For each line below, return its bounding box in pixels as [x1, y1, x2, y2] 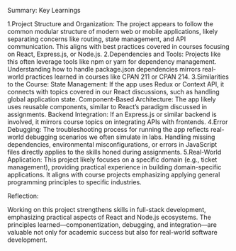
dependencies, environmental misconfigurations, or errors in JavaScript [7, 140, 218, 148]
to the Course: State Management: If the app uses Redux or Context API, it [7, 80, 225, 88]
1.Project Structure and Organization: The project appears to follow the [7, 20, 214, 28]
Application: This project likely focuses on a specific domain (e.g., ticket [7, 155, 218, 164]
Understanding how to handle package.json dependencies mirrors [7, 65, 201, 73]
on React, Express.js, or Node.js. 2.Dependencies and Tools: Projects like [7, 50, 221, 58]
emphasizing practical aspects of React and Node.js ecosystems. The [7, 213, 211, 221]
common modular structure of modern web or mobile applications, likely [7, 28, 218, 35]
